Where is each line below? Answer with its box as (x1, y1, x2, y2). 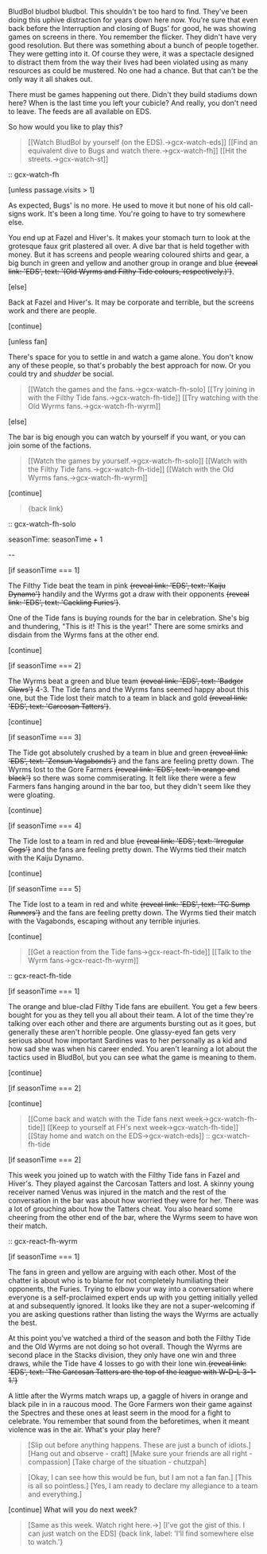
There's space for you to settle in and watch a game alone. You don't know (8, 352, 254, 361)
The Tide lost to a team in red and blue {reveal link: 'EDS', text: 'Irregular (8, 837, 245, 845)
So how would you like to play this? (8, 122, 123, 131)
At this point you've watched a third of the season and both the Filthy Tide (8, 1334, 251, 1342)
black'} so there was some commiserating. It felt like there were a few (8, 773, 237, 783)
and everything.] (27, 1490, 82, 1498)
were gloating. (8, 791, 56, 799)
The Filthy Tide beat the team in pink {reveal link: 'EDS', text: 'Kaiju (8, 581, 226, 590)
